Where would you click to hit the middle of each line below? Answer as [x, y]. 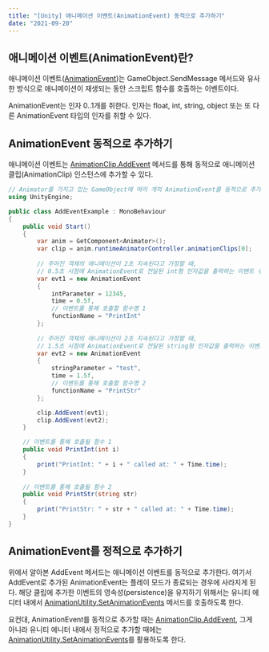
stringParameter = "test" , [96, 369]
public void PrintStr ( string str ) [80, 495]
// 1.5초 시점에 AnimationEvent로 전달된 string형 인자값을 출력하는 [141, 346]
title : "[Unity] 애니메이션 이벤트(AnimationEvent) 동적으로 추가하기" [117, 16]
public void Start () [57, 226]
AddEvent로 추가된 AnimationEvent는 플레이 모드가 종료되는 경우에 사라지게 [128, 582]
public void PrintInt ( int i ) [71, 450]
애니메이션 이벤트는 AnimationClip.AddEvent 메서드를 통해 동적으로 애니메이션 [132, 165]
